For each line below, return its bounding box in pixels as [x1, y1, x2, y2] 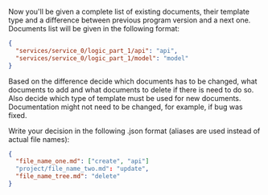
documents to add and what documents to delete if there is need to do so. [8, 84, 254, 95]
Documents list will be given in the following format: [8, 24, 179, 33]
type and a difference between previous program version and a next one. [8, 15, 251, 25]
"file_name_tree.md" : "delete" [15, 173, 121, 181]
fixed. [8, 110, 27, 120]
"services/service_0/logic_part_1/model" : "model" [15, 54, 189, 63]
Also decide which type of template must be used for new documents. [8, 93, 241, 103]
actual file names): [8, 134, 70, 144]
